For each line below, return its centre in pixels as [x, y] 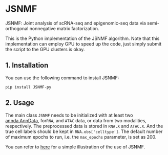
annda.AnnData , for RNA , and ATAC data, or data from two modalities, [76, 120]
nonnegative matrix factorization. [64, 28]
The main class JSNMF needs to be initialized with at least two [69, 115]
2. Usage [20, 103]
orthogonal [17, 28]
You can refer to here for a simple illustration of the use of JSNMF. [75, 147]
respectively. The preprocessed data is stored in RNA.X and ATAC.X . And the [84, 126]
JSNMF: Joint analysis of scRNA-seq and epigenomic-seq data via [76, 23]
